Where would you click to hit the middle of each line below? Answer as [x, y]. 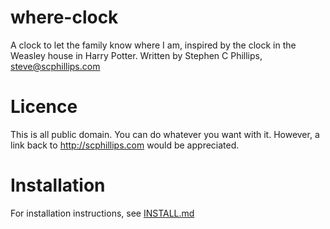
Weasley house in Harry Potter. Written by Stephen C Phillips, [136, 55]
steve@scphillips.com [55, 66]
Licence [44, 107]
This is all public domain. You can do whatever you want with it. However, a [165, 134]
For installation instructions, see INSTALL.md [102, 213]
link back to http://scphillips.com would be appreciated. [125, 145]
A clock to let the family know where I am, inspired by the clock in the [153, 45]
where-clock [64, 17]
